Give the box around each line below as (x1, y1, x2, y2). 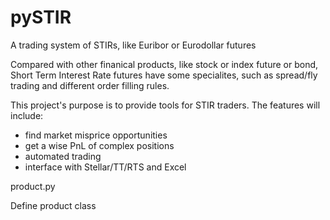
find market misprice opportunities (24, 129, 168, 141)
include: (10, 109, 44, 121)
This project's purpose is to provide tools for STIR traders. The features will (10, 99, 321, 111)
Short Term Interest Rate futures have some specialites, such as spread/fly (10, 69, 318, 81)
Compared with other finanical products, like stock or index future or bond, (10, 58, 319, 70)
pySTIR (10, 6, 72, 29)
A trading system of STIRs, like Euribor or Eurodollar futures (10, 39, 257, 51)
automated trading (24, 150, 102, 162)
